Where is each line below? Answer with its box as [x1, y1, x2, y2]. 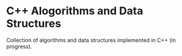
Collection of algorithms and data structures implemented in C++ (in [6, 36, 177, 43]
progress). [6, 43, 32, 50]
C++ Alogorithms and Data [6, 4, 143, 18]
